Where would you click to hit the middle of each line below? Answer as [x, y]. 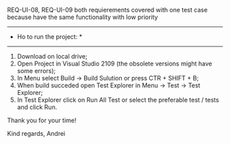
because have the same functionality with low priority [83, 17]
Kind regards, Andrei [36, 133]
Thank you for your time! [42, 120]
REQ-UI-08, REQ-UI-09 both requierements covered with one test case [107, 10]
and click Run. [37, 107]
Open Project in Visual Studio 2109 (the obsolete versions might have [114, 63]
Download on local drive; [52, 56]
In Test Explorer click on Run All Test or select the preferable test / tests [118, 100]
